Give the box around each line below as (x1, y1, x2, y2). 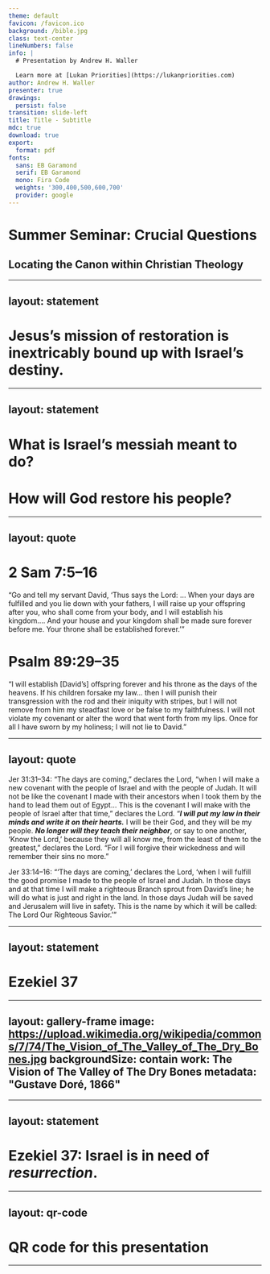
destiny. (8, 361, 64, 380)
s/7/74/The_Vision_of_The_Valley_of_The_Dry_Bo (8, 1040, 259, 1054)
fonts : (8, 154, 31, 162)
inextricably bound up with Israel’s (8, 344, 244, 363)
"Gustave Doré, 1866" (8, 1077, 121, 1092)
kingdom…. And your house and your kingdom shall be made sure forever (8, 616, 252, 625)
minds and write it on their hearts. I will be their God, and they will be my (8, 817, 252, 827)
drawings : (8, 93, 42, 102)
